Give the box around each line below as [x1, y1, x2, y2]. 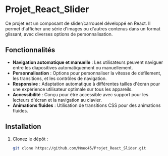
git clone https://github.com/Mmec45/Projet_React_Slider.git [12, 145, 146, 150]
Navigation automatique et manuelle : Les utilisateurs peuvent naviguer [12, 59, 163, 65]
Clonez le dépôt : [12, 136, 48, 142]
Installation [5, 123, 41, 131]
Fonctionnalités [5, 46, 55, 54]
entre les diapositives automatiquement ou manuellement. [12, 64, 133, 70]
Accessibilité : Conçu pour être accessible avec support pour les [12, 91, 149, 97]
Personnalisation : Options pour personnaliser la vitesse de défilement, [12, 70, 161, 76]
